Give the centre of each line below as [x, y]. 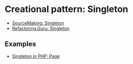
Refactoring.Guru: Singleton [41, 28]
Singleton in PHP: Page [36, 56]
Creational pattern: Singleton [66, 9]
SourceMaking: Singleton [38, 23]
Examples [20, 44]
